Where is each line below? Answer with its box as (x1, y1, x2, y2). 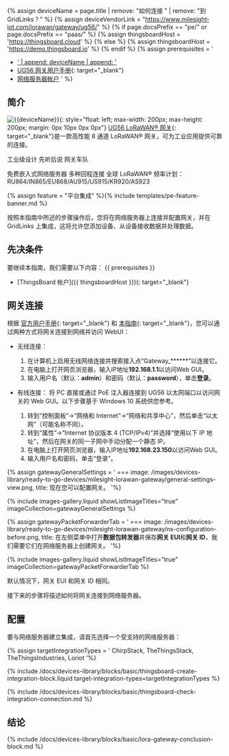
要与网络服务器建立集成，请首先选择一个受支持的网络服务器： (7, 633, 181, 641)
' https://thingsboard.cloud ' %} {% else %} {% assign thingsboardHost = (7, 38, 211, 45)
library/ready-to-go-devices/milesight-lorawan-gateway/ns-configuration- (7, 525, 217, 533)
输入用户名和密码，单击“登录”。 (27, 455, 117, 463)
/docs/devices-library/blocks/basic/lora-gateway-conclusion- (39, 735, 214, 744)
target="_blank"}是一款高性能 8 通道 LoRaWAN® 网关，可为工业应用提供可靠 (7, 131, 223, 140)
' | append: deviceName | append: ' (16, 58, 117, 66)
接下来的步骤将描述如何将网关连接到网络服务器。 (7, 592, 145, 600)
